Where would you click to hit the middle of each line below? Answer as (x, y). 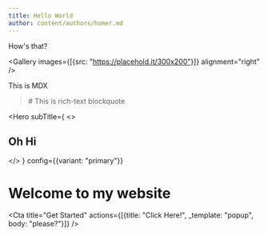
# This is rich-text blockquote (76, 101)
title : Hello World (41, 16)
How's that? (28, 46)
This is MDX (28, 86)
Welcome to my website (90, 193)
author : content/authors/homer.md (66, 23)
